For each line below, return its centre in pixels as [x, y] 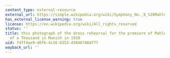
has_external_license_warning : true [44, 19]
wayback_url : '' [22, 47]
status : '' [17, 29]
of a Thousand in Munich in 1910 [45, 38]
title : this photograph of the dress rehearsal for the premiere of [79, 33]
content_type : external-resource [40, 10]
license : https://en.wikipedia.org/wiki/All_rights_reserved [71, 24]
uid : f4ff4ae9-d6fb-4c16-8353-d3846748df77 [52, 43]
